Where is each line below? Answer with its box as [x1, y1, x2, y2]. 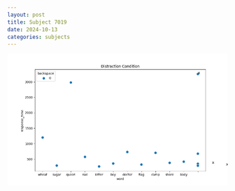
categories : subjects [7, 33, 71, 40]
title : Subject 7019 [7, 18, 68, 26]
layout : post [7, 11, 45, 18]
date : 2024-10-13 [7, 26, 58, 33]
